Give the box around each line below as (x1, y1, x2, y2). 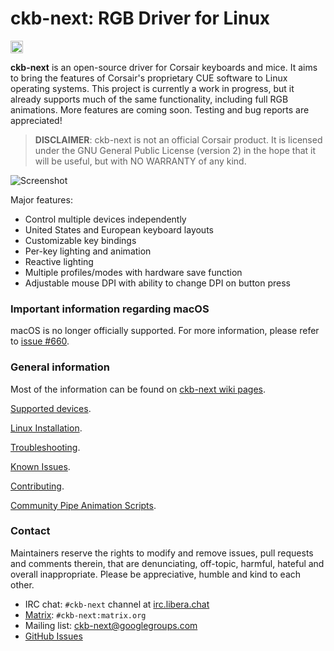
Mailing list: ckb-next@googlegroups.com (24, 619, 198, 631)
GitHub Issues (24, 630, 83, 642)
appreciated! (10, 114, 63, 126)
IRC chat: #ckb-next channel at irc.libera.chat (24, 598, 210, 610)
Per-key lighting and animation (24, 245, 152, 257)
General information (10, 360, 110, 374)
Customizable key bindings (24, 234, 137, 246)
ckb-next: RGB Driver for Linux (10, 7, 271, 30)
